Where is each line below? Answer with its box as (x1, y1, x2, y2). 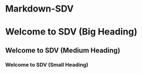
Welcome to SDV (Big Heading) (5, 26, 137, 38)
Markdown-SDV (5, 3, 74, 15)
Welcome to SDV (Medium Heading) (5, 46, 120, 54)
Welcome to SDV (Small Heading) (5, 61, 89, 68)
